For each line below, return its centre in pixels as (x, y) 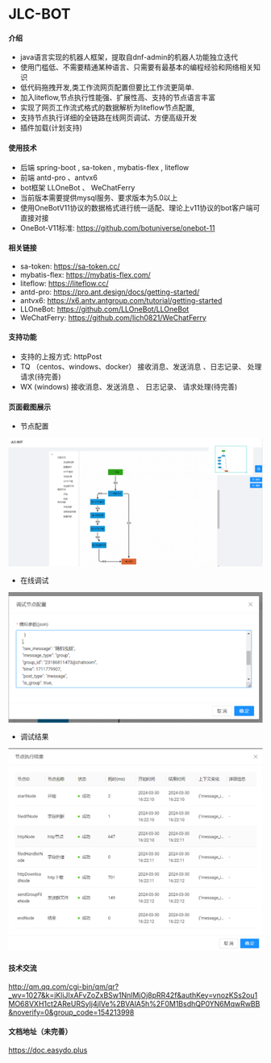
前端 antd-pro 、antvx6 (59, 177)
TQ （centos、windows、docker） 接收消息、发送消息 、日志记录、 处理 (141, 367)
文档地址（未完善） (40, 1032)
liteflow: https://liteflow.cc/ (64, 283)
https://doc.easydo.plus (48, 1050)
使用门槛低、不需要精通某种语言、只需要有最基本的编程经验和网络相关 (137, 67)
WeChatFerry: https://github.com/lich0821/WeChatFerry (113, 317)
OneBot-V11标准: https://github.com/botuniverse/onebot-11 (117, 227)
